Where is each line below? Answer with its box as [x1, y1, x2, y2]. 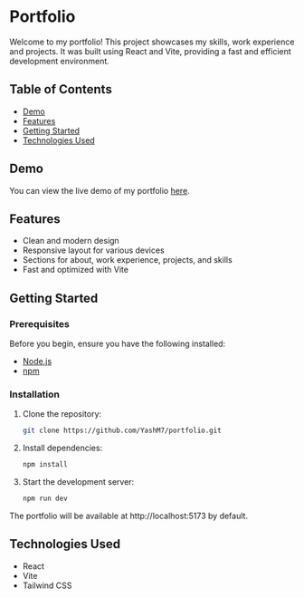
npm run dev [22, 494, 68, 504]
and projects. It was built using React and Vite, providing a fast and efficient [9, 45, 291, 56]
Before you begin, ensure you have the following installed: [9, 338, 226, 350]
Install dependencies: [22, 442, 103, 454]
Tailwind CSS [22, 580, 72, 591]
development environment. [9, 55, 110, 66]
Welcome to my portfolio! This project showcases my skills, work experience [9, 36, 295, 47]
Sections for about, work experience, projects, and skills [22, 255, 233, 265]
